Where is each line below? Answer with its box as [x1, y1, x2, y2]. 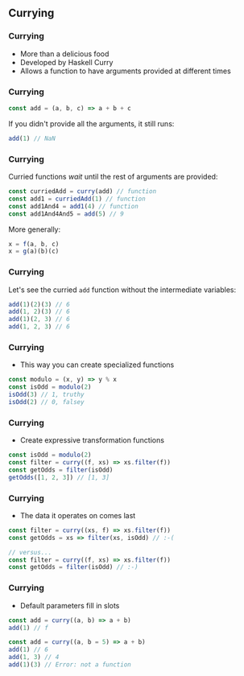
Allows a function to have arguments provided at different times [19, 66, 231, 76]
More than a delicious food [19, 48, 110, 59]
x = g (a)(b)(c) [8, 247, 60, 256]
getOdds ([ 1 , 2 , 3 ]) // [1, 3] [8, 473, 110, 481]
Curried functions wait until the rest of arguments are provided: [8, 172, 218, 182]
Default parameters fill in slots [19, 600, 120, 610]
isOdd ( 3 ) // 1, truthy [8, 390, 85, 399]
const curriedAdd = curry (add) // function [8, 188, 157, 196]
